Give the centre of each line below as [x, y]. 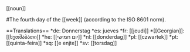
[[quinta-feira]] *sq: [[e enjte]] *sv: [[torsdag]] [62, 43]
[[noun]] [16, 8]
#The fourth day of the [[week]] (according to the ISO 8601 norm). [86, 19]
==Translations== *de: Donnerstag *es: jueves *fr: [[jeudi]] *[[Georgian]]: [95, 31]
